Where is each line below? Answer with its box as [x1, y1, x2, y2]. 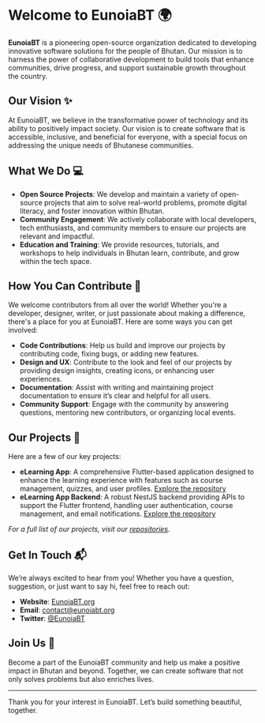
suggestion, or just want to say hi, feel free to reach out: [8, 582, 190, 591]
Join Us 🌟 [8, 637, 55, 650]
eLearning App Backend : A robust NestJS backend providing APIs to [19, 492, 245, 502]
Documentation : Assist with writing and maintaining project [19, 382, 215, 392]
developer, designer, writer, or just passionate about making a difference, [8, 309, 246, 318]
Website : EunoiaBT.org [19, 597, 95, 606]
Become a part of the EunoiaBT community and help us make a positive [8, 657, 241, 667]
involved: [8, 326, 38, 335]
